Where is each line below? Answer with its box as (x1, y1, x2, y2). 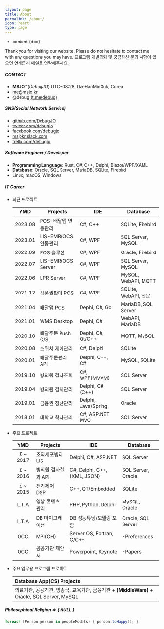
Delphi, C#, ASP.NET (69, 454, 117, 461)
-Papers (122, 548, 142, 555)
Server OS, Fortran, (69, 530, 114, 537)
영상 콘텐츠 (36, 498, 60, 504)
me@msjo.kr (12, 89, 38, 95)
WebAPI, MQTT (121, 278, 156, 284)
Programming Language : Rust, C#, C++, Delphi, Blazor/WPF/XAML (12, 162, 148, 168)
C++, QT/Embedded (69, 485, 116, 492)
